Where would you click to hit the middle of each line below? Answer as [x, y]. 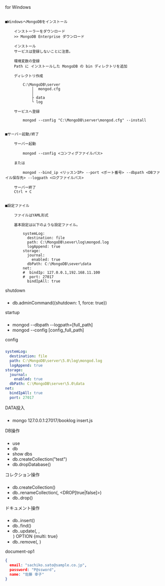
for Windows [18, 7]
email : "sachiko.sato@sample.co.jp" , [48, 565]
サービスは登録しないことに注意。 [43, 52]
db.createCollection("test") [40, 459]
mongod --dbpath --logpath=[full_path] [52, 325]
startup [12, 313]
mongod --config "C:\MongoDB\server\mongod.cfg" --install [85, 120]
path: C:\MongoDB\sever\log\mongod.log [68, 242]
